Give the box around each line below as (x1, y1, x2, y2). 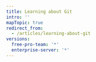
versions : (6, 36, 31, 42)
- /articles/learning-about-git (11, 31, 91, 37)
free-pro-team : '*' (11, 42, 59, 48)
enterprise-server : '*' (11, 47, 69, 53)
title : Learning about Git (6, 8, 72, 15)
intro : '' (6, 14, 31, 20)
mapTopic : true (6, 19, 44, 25)
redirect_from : (6, 25, 44, 31)
